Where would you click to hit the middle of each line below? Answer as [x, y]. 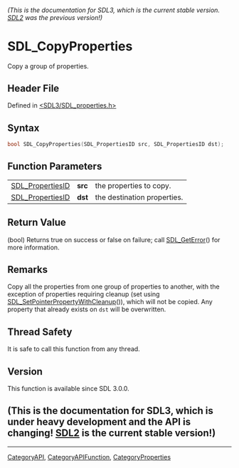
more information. [33, 247]
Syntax [23, 128]
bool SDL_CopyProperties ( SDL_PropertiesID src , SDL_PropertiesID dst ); [116, 145]
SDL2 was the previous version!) [55, 17]
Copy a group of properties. [48, 66]
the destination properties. [139, 197]
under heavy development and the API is [99, 422]
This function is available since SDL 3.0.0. [68, 389]
